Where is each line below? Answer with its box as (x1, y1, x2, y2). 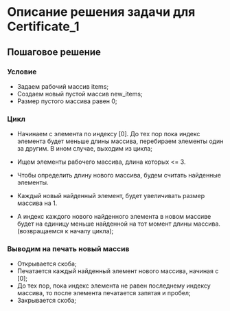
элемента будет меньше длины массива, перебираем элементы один (16, 137, 224, 145)
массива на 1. (16, 199, 58, 207)
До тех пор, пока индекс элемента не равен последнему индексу (16, 281, 211, 290)
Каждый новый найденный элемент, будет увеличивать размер (16, 192, 205, 200)
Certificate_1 (7, 19, 80, 34)
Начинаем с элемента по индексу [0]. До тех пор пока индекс (16, 130, 200, 138)
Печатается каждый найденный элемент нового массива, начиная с (16, 267, 219, 275)
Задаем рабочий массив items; (16, 82, 108, 90)
